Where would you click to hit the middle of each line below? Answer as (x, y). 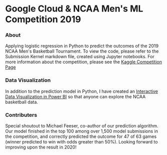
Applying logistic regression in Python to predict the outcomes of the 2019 (82, 46)
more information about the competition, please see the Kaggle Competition (83, 62)
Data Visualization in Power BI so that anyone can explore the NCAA (75, 96)
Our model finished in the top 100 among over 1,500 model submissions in (81, 131)
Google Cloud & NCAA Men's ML (74, 9)
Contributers (21, 115)
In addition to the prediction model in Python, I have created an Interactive (82, 91)
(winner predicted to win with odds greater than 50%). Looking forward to (81, 142)
